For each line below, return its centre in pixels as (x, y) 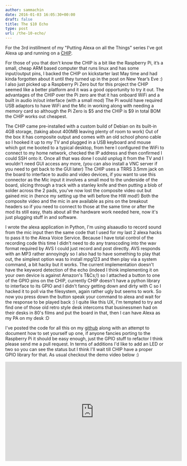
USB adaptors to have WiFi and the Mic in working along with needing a (80, 106)
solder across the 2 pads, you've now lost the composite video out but (78, 190)
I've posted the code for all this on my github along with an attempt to (77, 328)
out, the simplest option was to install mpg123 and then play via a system (81, 259)
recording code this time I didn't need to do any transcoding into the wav (81, 243)
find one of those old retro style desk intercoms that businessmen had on (81, 307)
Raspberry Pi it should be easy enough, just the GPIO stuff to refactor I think (84, 339)
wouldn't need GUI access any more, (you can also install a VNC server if (81, 164)
